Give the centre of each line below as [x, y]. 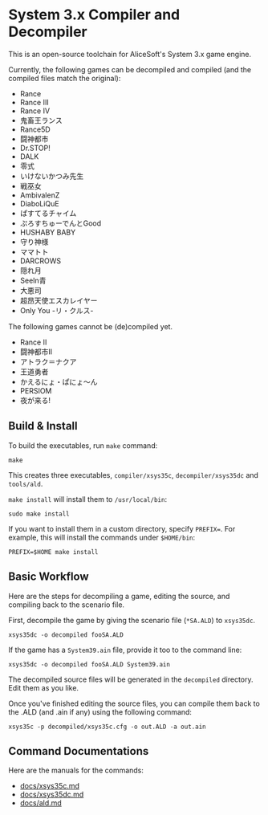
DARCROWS [41, 261]
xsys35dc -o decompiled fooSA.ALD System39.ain [89, 664]
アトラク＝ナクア [48, 361]
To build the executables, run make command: [83, 445]
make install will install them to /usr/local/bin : [87, 499]
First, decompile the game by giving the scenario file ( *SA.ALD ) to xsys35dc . [132, 620]
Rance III [35, 102]
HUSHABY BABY [48, 232]
